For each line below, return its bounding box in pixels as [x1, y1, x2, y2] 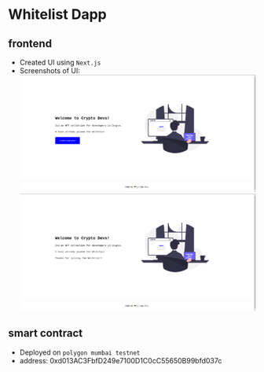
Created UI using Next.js [19, 57, 101, 67]
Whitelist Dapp [8, 6, 108, 24]
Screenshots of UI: [19, 66, 80, 76]
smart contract [8, 326, 83, 340]
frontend [8, 37, 53, 50]
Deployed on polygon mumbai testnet [19, 348, 141, 357]
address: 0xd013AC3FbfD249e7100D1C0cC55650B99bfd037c [19, 355, 222, 365]
